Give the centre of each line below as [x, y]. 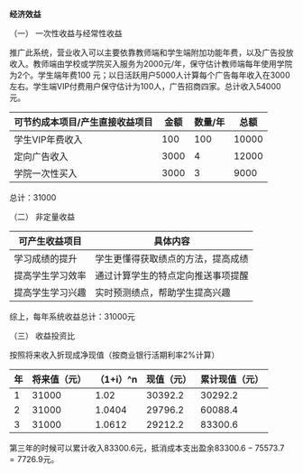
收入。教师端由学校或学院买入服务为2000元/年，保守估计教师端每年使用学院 [151, 64]
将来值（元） [60, 380]
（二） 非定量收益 [42, 217]
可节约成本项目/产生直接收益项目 [83, 122]
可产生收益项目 [50, 241]
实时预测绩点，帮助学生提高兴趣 [163, 292]
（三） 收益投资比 [42, 336]
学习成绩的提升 [46, 259]
